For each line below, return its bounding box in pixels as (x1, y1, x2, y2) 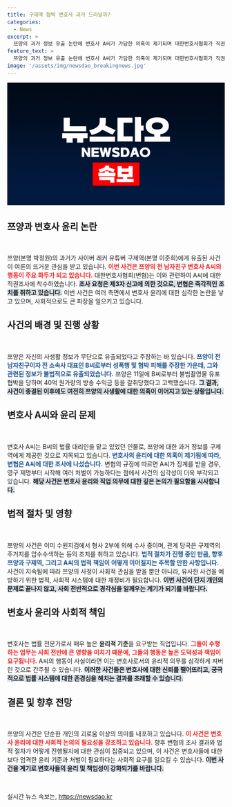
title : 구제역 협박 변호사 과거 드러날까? (7, 11, 111, 18)
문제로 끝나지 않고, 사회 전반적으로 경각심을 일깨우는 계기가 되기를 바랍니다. (7, 584, 208, 592)
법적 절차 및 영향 (7, 508, 72, 520)
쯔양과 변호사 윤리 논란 (7, 220, 98, 232)
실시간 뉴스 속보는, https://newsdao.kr (7, 792, 113, 801)
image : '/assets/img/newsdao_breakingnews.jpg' (7, 62, 147, 69)
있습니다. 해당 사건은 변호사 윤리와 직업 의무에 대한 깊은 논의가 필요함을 (7, 477, 197, 485)
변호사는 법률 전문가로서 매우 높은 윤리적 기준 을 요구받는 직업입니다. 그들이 (7, 639, 208, 648)
